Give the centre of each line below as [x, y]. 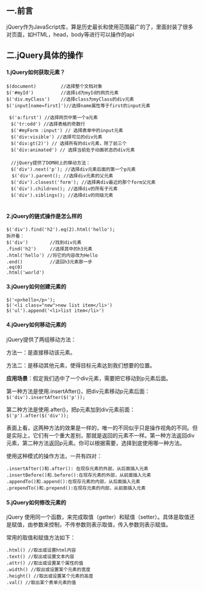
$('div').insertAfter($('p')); [46, 398]
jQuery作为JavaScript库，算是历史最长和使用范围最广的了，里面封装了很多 [100, 27]
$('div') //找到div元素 [44, 242]
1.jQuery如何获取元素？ [36, 72]
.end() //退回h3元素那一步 [49, 262]
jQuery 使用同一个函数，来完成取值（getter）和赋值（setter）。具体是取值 [98, 517]
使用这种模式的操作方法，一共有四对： [54, 456]
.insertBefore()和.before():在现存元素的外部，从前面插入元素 [79, 475]
